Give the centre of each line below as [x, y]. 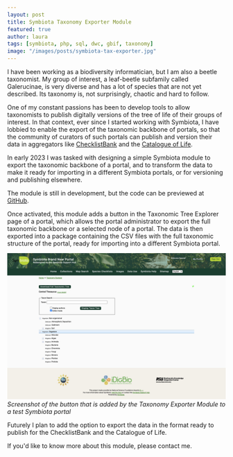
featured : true [29, 29]
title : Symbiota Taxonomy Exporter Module [69, 22]
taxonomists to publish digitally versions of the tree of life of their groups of [115, 115]
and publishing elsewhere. [45, 180]
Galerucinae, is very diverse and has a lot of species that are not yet [104, 86]
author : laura [28, 37]
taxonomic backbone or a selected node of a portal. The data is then [105, 228]
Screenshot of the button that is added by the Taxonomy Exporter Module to [116, 404]
